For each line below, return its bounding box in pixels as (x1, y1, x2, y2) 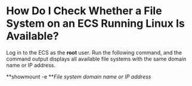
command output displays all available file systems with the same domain (6, 55, 187, 62)
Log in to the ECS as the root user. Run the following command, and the (6, 49, 182, 56)
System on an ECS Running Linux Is (6, 17, 185, 30)
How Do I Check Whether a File (6, 4, 162, 18)
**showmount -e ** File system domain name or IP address (6, 73, 151, 80)
